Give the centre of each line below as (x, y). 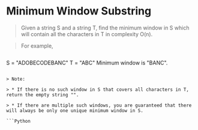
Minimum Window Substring (79, 11)
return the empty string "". (43, 94)
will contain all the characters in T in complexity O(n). (87, 34)
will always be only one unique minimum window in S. (75, 110)
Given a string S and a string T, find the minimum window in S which (105, 28)
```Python (19, 121)
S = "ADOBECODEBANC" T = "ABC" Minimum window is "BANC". (87, 63)
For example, (37, 46)
